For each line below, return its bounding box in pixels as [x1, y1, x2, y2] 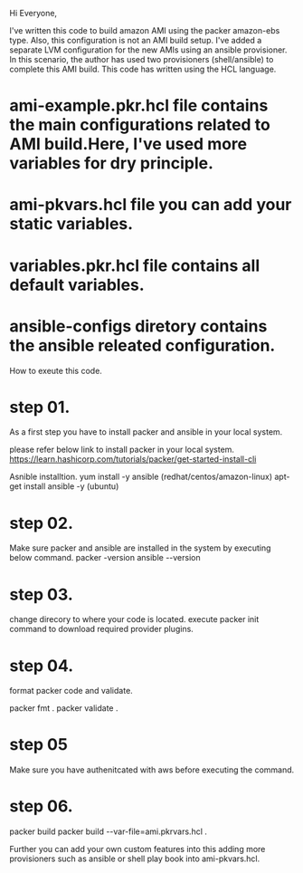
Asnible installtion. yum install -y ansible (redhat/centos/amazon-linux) [9, 471, 273, 483]
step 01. [9, 397, 71, 417]
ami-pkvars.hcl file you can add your [9, 195, 292, 216]
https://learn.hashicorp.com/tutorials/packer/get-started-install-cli [9, 454, 257, 465]
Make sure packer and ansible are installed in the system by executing [9, 542, 271, 553]
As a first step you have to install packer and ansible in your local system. [9, 427, 283, 437]
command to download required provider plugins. [9, 624, 194, 635]
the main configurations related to [9, 115, 271, 135]
